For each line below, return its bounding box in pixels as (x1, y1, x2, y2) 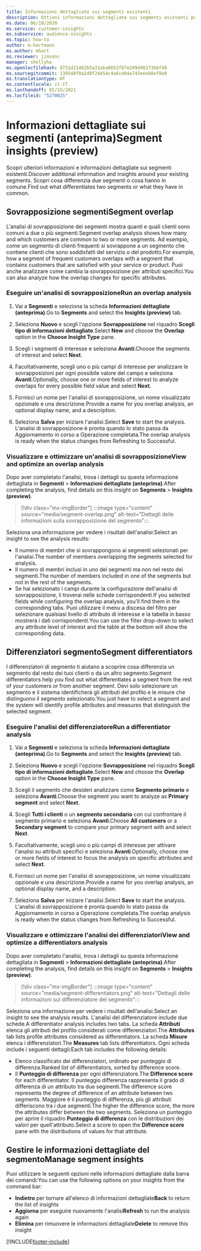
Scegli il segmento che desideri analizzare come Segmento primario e (14, 787, 190, 794)
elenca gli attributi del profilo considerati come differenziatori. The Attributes (6, 1026, 195, 1033)
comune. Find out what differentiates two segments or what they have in (6, 183, 184, 190)
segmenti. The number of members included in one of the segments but (14, 572, 191, 580)
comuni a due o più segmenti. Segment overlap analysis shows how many (6, 229, 187, 236)
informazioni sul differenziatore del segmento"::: (20, 996, 140, 1003)
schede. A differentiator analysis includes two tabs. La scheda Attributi (6, 1020, 181, 1027)
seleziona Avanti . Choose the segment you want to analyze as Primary (14, 793, 189, 800)
